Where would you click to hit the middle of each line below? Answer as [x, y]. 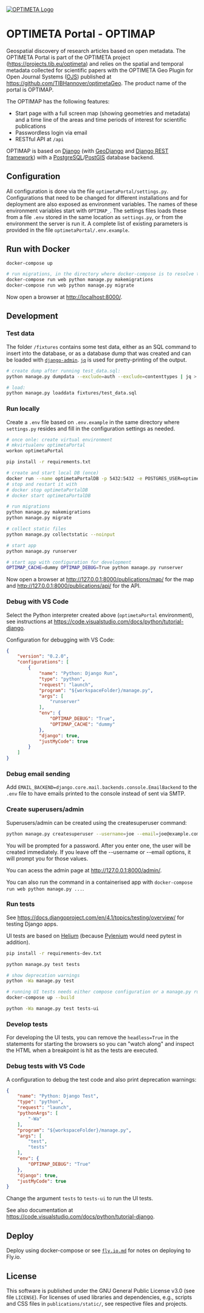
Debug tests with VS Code [46, 1066]
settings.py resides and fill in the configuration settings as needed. [91, 429]
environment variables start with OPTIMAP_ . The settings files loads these [97, 211]
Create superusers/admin [45, 810]
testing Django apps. [32, 924]
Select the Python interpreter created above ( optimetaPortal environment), [100, 615]
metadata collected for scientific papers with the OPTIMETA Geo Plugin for [100, 70]
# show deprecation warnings [43, 975]
